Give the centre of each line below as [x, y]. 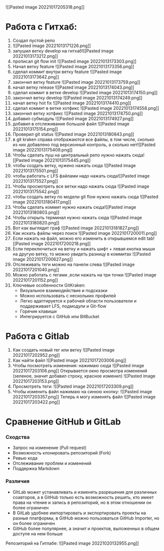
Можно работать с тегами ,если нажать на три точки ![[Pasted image [84, 275]
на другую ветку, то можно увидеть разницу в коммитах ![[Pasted [82, 254]
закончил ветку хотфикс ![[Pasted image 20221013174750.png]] [78, 113]
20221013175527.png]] [35, 181]
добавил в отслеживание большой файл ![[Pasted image [71, 124]
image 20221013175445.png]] [61, 160]
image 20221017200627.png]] [42, 259]
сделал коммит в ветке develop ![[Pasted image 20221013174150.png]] [85, 92]
